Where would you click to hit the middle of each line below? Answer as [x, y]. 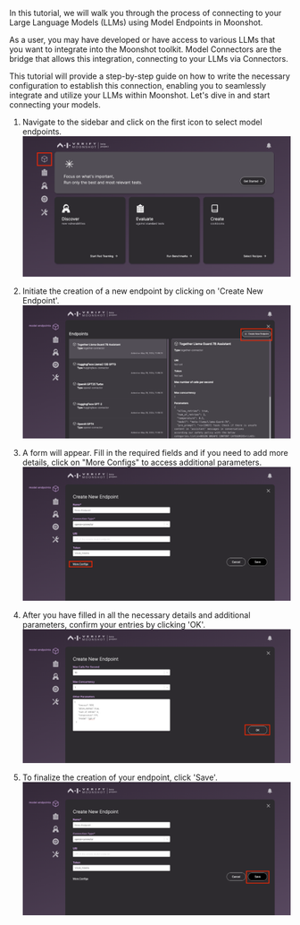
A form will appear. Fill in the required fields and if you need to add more [155, 453]
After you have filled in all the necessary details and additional [136, 615]
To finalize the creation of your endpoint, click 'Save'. [120, 777]
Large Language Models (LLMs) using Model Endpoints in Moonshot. [136, 22]
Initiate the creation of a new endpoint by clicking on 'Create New [142, 291]
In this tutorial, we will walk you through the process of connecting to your [146, 13]
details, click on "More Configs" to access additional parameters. [142, 462]
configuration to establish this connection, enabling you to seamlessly [137, 86]
